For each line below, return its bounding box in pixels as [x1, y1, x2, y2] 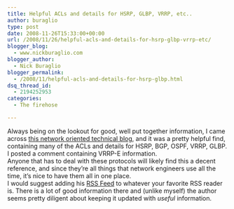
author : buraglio [7, 17, 58, 24]
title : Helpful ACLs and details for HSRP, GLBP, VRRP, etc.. [7, 10, 193, 18]
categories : [7, 95, 42, 102]
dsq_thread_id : [7, 82, 52, 89]
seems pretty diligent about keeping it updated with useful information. [7, 194, 212, 202]
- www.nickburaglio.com [13, 50, 83, 57]
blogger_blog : [7, 43, 49, 50]
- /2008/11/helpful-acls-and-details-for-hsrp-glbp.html [13, 75, 184, 83]
